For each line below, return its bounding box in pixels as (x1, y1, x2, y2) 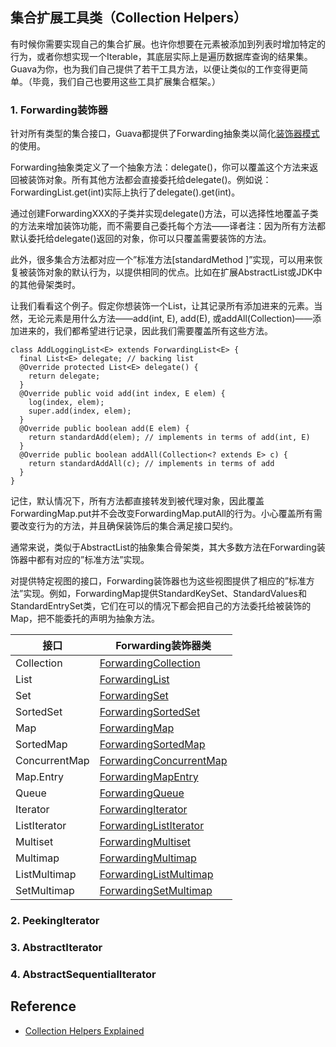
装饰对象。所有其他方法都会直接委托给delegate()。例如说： (27, 174, 272, 186)
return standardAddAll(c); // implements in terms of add (28, 459, 275, 469)
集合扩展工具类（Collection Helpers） (10, 9, 247, 27)
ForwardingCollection (99, 656, 201, 670)
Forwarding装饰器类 (115, 639, 212, 653)
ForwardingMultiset (99, 835, 192, 849)
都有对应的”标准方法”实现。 (36, 554, 150, 566)
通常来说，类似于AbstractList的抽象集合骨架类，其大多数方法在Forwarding (10, 541, 317, 553)
